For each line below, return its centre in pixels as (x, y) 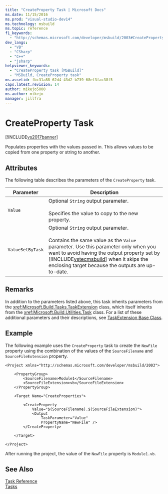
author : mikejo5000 (25, 89)
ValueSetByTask (26, 250)
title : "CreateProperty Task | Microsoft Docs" (56, 10)
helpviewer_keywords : (28, 66)
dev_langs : (16, 43)
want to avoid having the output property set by (104, 253)
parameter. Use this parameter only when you (102, 246)
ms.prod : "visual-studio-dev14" (39, 19)
